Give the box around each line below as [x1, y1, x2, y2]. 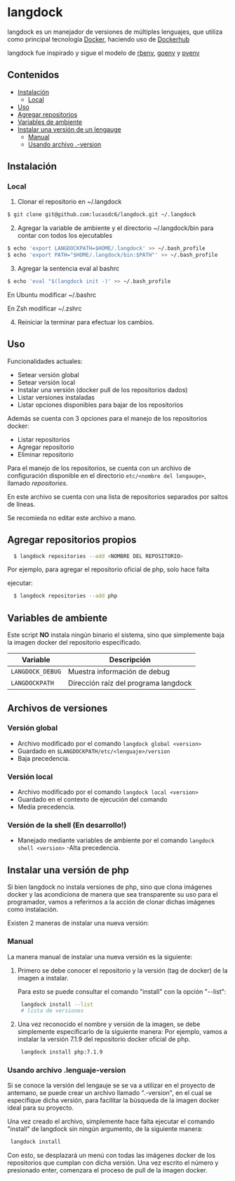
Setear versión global [17, 370, 79, 379]
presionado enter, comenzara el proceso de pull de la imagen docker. [7, 1166, 208, 1175]
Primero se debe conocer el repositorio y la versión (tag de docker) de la [17, 966, 228, 975]
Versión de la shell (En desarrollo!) [7, 821, 127, 831]
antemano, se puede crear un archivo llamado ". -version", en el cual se [7, 1089, 213, 1097]
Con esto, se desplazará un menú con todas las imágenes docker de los [7, 1151, 216, 1160]
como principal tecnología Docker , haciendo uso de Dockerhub [7, 34, 190, 43]
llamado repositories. [7, 479, 68, 487]
